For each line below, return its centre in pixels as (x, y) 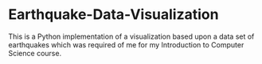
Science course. (35, 53)
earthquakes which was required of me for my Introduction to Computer (126, 44)
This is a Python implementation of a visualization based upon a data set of (131, 36)
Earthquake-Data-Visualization (113, 15)
